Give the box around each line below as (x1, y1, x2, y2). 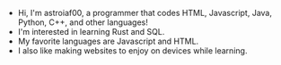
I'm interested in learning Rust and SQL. (17, 27, 165, 37)
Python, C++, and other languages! (17, 17, 148, 28)
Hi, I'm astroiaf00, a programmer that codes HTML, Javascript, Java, (17, 8, 272, 18)
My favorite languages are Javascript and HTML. (17, 36, 199, 46)
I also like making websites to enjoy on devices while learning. (17, 45, 248, 56)
